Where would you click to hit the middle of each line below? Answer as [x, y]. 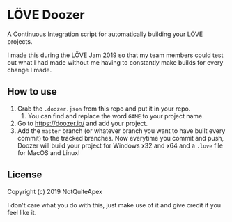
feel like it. [22, 212]
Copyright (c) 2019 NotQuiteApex [55, 191]
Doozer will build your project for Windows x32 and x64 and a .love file [120, 145]
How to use [32, 92]
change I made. [30, 70]
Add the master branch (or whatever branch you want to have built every [121, 130]
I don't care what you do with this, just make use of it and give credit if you [114, 205]
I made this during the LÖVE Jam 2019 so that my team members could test [115, 55]
